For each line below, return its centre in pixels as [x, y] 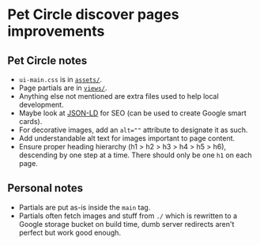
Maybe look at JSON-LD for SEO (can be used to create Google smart [132, 113]
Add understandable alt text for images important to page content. [127, 138]
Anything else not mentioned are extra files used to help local [119, 96]
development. [41, 105]
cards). [30, 121]
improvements [56, 31]
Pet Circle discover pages [93, 15]
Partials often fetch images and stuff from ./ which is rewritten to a [128, 216]
